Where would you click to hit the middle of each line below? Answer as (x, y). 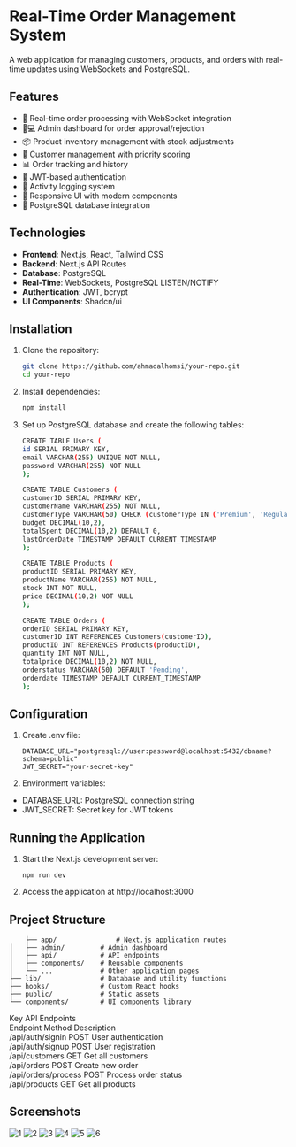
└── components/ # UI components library (100, 1002)
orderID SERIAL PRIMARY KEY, (76, 629)
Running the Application (77, 838)
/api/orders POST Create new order (74, 1065)
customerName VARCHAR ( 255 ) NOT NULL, (91, 506)
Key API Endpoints (43, 1018)
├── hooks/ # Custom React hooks (94, 986)
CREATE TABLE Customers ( (69, 490)
